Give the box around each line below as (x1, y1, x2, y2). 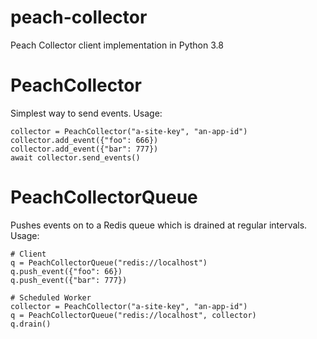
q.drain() (10, 319, 52, 329)
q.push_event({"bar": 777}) (10, 275, 128, 285)
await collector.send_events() (10, 152, 141, 163)
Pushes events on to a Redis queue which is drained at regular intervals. (10, 219, 308, 231)
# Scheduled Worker (10, 292, 92, 303)
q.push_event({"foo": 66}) (10, 266, 123, 276)
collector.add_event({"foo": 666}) (10, 135, 159, 145)
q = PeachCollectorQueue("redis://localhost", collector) (10, 310, 257, 320)
